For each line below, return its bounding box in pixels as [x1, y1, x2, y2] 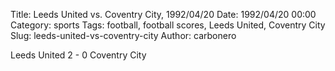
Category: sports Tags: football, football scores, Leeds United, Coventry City [10, 19, 326, 31]
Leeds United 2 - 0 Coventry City [10, 49, 147, 61]
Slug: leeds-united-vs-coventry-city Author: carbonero [10, 30, 237, 41]
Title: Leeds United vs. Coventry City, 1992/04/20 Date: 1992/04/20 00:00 [10, 9, 317, 20]
